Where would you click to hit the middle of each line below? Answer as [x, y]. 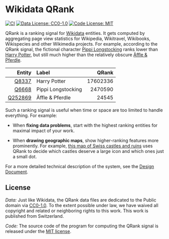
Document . [17, 172]
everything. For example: [31, 115]
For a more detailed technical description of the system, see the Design [80, 166]
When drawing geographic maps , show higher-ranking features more [86, 140]
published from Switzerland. [35, 216]
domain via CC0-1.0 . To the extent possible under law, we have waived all [82, 205]
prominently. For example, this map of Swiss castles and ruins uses [82, 146]
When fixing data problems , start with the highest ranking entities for [85, 125]
